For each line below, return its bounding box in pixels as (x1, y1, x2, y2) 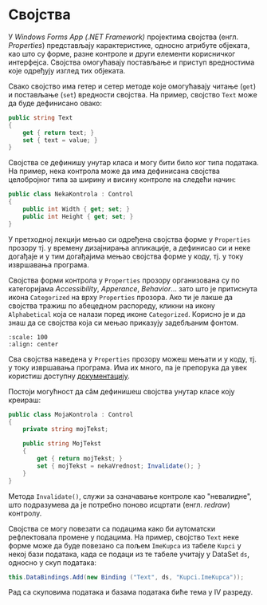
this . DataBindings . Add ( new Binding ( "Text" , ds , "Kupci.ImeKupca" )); (8, 573, 245, 581)
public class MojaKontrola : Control (8, 410, 134, 418)
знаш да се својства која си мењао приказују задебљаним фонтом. (8, 318, 239, 327)
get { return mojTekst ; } (37, 455, 124, 463)
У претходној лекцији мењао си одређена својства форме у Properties (8, 234, 251, 244)
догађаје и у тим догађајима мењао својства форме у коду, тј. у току (8, 251, 244, 261)
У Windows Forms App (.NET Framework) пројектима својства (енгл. (8, 32, 239, 42)
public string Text (8, 113, 73, 121)
